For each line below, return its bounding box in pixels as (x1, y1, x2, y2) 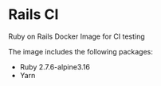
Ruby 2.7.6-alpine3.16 (19, 62, 90, 72)
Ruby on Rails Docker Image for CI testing (8, 32, 145, 41)
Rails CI (8, 6, 59, 24)
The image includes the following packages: (8, 47, 153, 56)
